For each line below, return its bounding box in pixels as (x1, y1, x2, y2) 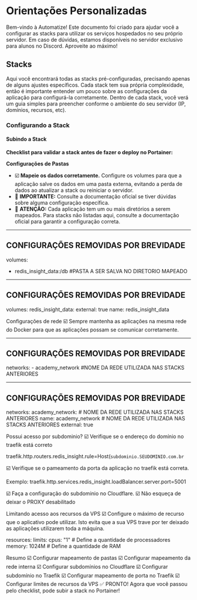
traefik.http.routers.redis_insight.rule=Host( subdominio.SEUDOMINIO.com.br (6, 453, 185, 460)
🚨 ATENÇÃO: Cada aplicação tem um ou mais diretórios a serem (14, 205, 171, 213)
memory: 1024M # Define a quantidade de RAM (6, 543, 121, 550)
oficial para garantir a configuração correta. (14, 218, 120, 225)
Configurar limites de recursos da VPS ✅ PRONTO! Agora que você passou (6, 581, 188, 588)
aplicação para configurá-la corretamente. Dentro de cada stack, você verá (6, 94, 189, 101)
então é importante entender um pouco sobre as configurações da (6, 87, 167, 95)
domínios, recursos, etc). (6, 106, 66, 113)
